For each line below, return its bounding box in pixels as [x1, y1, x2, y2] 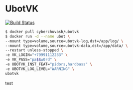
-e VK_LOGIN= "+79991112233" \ [5, 52, 68, 57]
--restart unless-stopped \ [5, 48, 64, 53]
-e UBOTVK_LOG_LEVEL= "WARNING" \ [5, 66, 75, 71]
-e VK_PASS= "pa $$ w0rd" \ [5, 57, 57, 62]
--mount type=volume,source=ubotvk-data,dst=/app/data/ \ [5, 43, 128, 48]
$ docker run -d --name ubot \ [5, 33, 70, 39]
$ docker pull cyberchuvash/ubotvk [5, 29, 79, 34]
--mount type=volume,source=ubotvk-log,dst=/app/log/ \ [5, 38, 124, 43]
